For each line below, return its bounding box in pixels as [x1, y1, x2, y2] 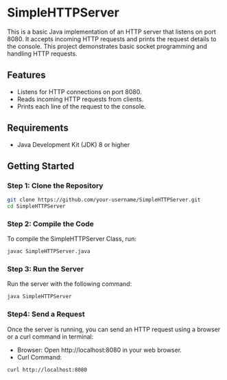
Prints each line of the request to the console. [16, 102, 146, 111]
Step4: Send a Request [7, 309, 85, 319]
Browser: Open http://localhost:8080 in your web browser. [16, 346, 182, 354]
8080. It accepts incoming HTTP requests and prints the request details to [7, 34, 217, 43]
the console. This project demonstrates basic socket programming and [7, 42, 207, 50]
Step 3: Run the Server [7, 265, 84, 274]
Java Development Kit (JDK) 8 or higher [16, 140, 130, 148]
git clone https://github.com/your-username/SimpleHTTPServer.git [7, 197, 201, 203]
